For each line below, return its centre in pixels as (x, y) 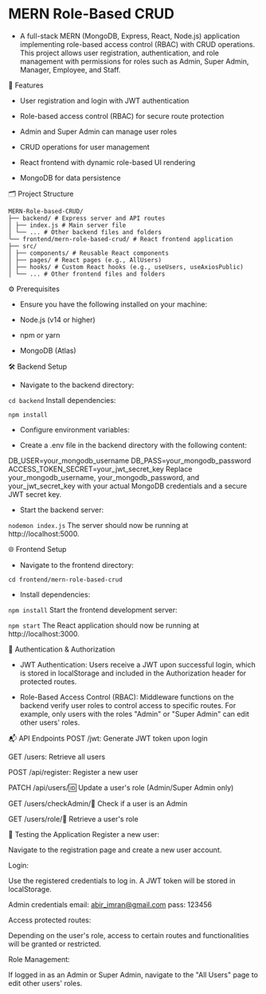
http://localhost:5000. (44, 534)
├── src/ (23, 246)
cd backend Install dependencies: (62, 400)
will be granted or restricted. (55, 944)
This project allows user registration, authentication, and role (119, 53)
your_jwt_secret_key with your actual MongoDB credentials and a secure (128, 486)
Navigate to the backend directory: (77, 385)
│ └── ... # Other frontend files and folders (87, 274)
